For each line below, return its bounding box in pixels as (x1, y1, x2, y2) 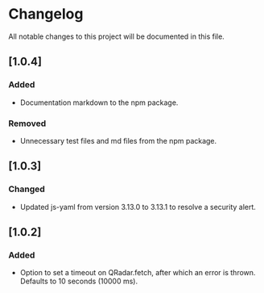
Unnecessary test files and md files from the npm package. (19, 136, 217, 145)
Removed (8, 118, 47, 129)
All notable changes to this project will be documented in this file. (8, 31, 225, 41)
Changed (8, 183, 46, 195)
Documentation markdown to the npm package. (19, 98, 179, 107)
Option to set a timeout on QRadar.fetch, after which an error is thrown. (19, 268, 256, 278)
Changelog (8, 5, 84, 23)
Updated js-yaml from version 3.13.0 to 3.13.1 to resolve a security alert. (19, 202, 256, 211)
